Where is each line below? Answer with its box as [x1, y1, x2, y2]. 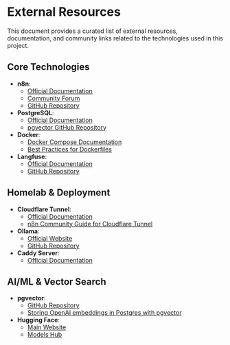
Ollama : [16, 227, 40, 235]
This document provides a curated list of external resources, [7, 27, 179, 35]
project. [7, 41, 30, 49]
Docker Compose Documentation [27, 138, 122, 146]
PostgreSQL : [16, 108, 54, 117]
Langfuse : [16, 152, 47, 160]
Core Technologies [7, 61, 91, 73]
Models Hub [27, 331, 62, 339]
